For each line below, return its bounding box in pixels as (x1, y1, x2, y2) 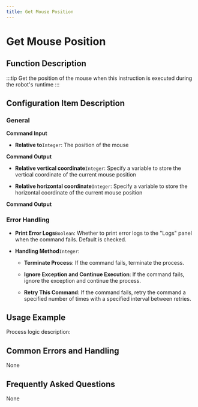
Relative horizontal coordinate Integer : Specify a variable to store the (14, 182, 188, 190)
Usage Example (6, 313, 66, 322)
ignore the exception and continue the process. (23, 277, 141, 284)
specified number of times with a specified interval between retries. (23, 295, 191, 302)
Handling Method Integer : (14, 247, 80, 255)
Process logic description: (6, 328, 71, 336)
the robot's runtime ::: (6, 80, 60, 88)
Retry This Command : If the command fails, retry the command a (23, 289, 186, 296)
